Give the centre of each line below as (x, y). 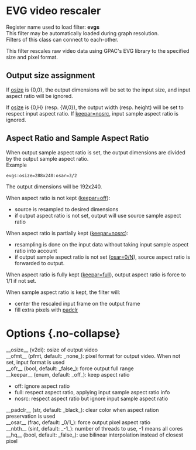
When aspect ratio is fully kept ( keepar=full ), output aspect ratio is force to (96, 275)
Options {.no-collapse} (63, 333)
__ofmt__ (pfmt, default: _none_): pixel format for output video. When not (93, 356)
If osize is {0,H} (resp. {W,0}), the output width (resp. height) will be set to (95, 107)
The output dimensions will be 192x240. (54, 187)
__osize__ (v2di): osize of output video (52, 350)
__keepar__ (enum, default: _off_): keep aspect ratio (68, 374)
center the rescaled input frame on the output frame (77, 303)
